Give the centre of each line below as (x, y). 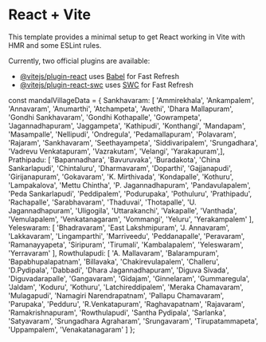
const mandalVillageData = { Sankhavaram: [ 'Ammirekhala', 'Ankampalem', (131, 100)
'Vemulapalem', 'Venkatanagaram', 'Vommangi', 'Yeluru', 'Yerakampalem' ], (131, 219)
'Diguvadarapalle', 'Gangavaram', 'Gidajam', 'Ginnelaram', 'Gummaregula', (129, 278)
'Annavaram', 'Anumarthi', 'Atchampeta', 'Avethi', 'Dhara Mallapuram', (121, 109)
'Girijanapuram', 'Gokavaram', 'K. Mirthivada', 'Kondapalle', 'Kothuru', (121, 177)
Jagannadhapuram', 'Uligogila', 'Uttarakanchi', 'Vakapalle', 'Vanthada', (123, 210)
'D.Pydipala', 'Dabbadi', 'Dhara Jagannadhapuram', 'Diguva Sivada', (119, 270)
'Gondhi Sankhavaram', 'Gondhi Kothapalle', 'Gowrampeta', (105, 117)
